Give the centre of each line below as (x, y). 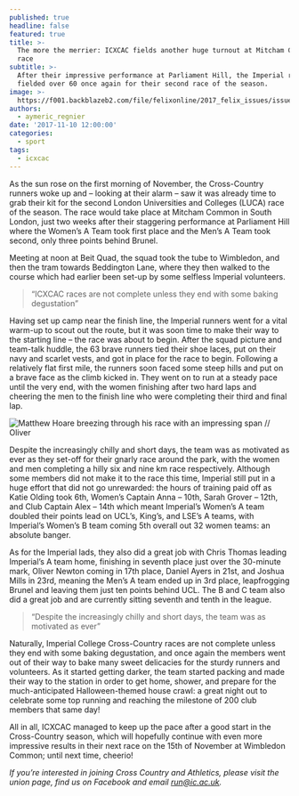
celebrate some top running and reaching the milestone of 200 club (133, 700)
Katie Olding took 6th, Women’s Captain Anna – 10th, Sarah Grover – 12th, (144, 497)
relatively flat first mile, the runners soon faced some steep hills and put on (146, 368)
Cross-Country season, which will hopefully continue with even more (136, 736)
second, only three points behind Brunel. (84, 240)
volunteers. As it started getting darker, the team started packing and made (147, 671)
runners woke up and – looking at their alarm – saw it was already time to (143, 193)
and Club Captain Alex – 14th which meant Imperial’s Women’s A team (137, 506)
